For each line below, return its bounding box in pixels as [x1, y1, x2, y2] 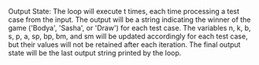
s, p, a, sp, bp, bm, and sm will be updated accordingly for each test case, [8, 31, 248, 41]
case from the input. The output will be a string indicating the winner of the [8, 15, 251, 24]
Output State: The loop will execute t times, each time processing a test [8, 7, 240, 16]
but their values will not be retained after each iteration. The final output [8, 40, 241, 49]
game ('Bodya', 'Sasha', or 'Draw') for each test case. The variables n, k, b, [8, 23, 251, 32]
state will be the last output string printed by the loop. [8, 49, 182, 57]
